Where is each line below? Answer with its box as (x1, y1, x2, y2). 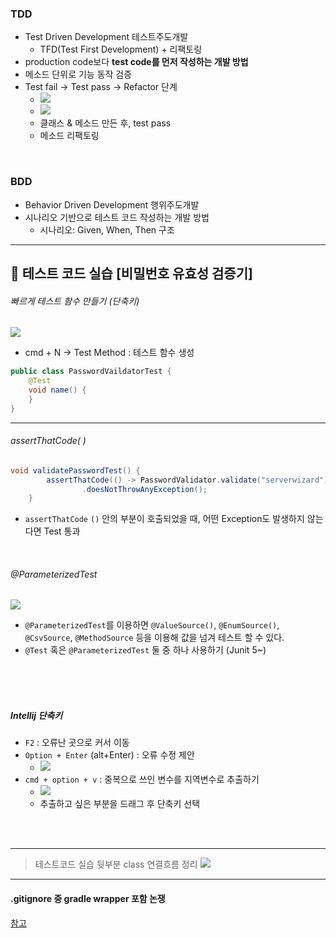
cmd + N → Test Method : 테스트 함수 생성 (24, 347, 195, 359)
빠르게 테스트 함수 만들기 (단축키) (10, 295, 140, 307)
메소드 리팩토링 (39, 130, 100, 142)
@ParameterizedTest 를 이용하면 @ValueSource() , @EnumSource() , (24, 619, 280, 631)
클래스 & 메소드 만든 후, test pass (39, 117, 172, 129)
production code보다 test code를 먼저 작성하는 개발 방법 (24, 56, 249, 68)
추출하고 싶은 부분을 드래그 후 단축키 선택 (39, 798, 201, 810)
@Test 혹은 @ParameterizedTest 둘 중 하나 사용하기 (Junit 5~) (24, 644, 267, 656)
